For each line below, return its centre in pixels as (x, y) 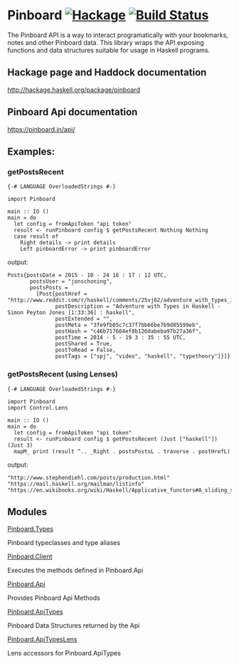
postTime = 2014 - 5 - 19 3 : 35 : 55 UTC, (121, 338)
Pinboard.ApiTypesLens (42, 639)
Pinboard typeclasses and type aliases (64, 543)
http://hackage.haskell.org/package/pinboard (74, 90)
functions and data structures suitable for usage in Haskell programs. (109, 50)
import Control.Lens (38, 408)
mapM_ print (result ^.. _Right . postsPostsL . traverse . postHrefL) (122, 451)
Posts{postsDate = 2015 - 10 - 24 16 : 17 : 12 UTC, (87, 275)
